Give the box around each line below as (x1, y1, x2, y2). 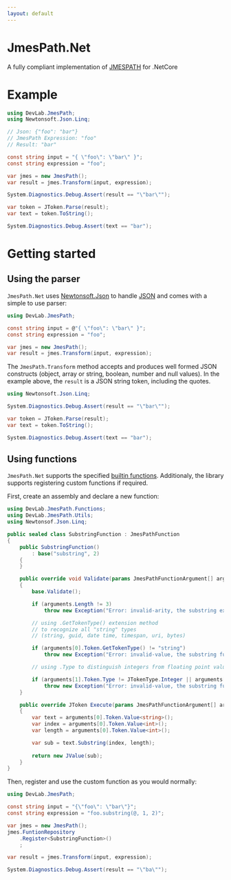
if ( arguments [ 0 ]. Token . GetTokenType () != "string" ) (32, 645, 186, 652)
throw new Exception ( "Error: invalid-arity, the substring (43, 607, 217, 614)
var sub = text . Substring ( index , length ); (32, 739, 155, 746)
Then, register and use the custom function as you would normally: (7, 777, 197, 786)
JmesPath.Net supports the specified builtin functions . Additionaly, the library (7, 472, 224, 480)
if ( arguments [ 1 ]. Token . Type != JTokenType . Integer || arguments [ (32, 676, 226, 683)
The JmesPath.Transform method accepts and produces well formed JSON (7, 363, 217, 371)
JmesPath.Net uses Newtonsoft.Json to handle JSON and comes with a (7, 291, 208, 300)
